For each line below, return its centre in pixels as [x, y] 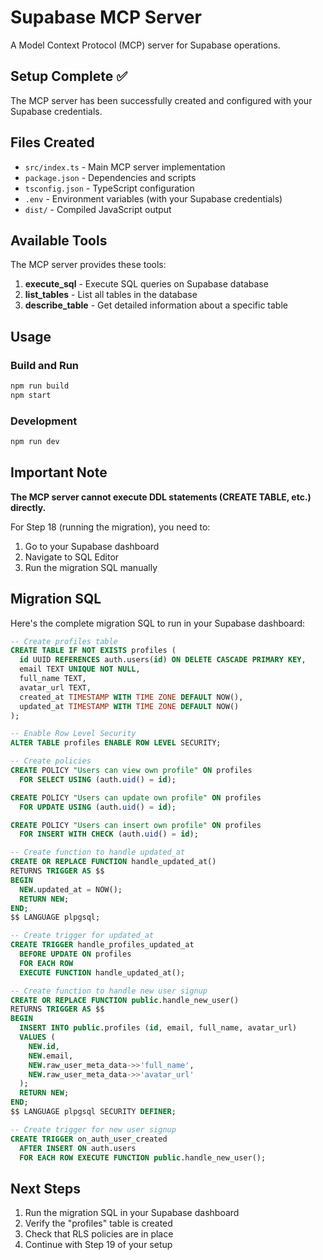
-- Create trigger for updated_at [82, 936]
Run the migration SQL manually [91, 567]
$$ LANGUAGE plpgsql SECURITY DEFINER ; [93, 1112]
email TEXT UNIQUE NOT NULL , [80, 669]
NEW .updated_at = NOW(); [71, 889]
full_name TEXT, [53, 679]
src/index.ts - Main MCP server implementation [125, 167]
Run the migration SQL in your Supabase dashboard [132, 1213]
